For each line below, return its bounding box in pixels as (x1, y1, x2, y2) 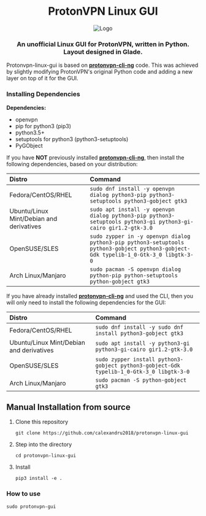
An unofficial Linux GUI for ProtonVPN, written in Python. (16, 40, 190, 48)
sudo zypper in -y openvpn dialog (90, 233, 191, 240)
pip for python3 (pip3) (15, 122, 72, 129)
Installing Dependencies (6, 90, 81, 99)
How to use (6, 490, 41, 498)
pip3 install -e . (15, 476, 63, 482)
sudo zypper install (95, 356, 155, 363)
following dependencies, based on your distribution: (6, 160, 138, 168)
